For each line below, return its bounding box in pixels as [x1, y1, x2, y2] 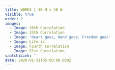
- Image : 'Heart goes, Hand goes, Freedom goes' [9, 35, 111, 40]
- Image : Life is [9, 39, 45, 44]
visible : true [5, 12, 34, 17]
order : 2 [5, 16, 23, 21]
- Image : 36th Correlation [9, 26, 65, 31]
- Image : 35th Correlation [9, 30, 65, 35]
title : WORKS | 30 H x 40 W [5, 7, 63, 12]
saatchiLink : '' [5, 53, 38, 58]
